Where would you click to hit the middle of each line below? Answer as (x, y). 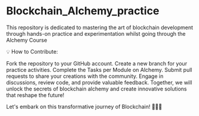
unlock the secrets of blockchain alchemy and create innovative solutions (97, 89)
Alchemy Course (27, 40)
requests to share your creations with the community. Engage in (85, 76)
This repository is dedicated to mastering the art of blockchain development (99, 27)
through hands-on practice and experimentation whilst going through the (96, 33)
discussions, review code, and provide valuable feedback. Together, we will (99, 82)
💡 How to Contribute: (32, 51)
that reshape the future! (35, 95)
